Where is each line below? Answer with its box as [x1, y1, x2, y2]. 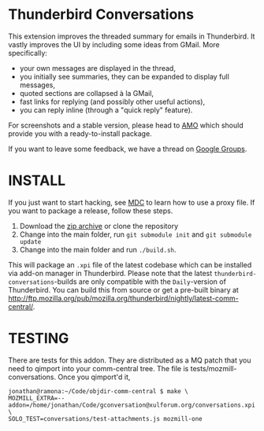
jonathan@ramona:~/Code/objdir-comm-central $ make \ [8, 387, 189, 395]
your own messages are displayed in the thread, [19, 63, 176, 72]
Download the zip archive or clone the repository [19, 221, 179, 230]
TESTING [8, 330, 69, 348]
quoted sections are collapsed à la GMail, [19, 88, 154, 98]
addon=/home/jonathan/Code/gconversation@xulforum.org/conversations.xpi [8, 401, 256, 409]
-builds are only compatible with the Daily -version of [54, 277, 227, 286]
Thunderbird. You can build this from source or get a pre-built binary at [8, 285, 239, 294]
